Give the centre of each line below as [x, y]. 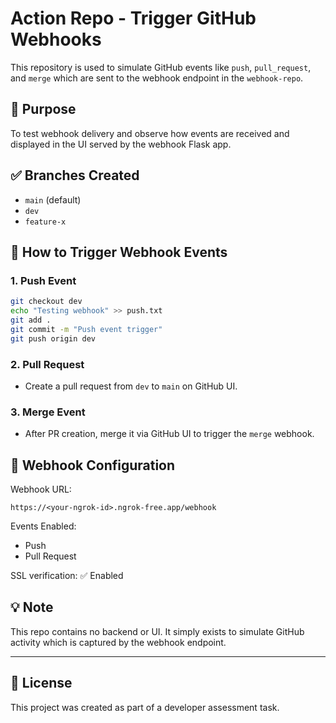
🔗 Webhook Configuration [93, 465]
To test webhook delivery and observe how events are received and [150, 133]
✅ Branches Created [75, 175]
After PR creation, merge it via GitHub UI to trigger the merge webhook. [169, 434]
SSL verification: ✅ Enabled [67, 576]
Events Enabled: [43, 526]
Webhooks [56, 39]
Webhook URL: [41, 489]
